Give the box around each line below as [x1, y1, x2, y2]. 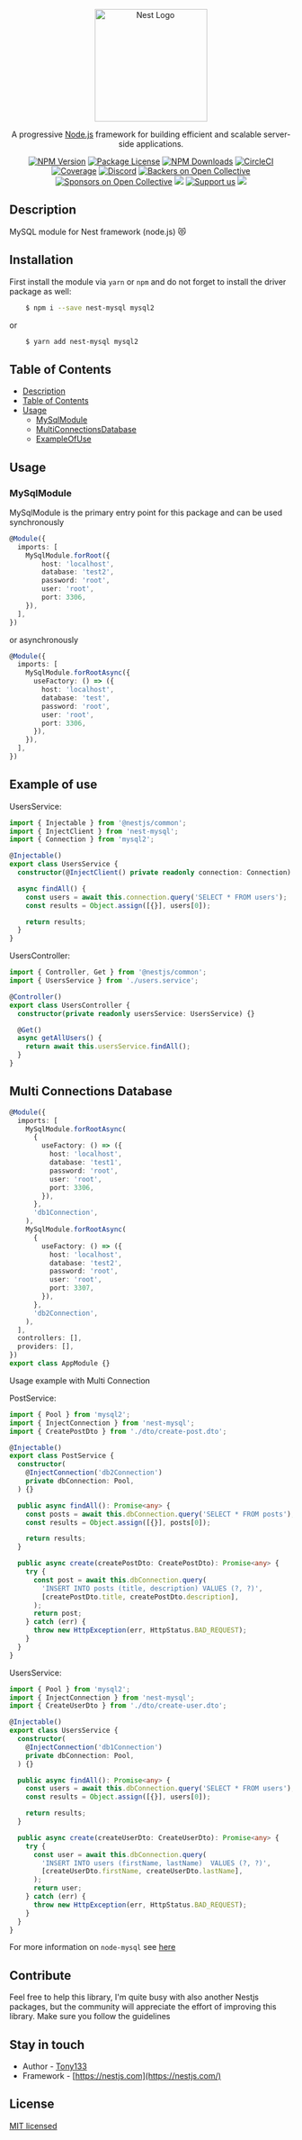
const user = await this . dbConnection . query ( [32, 1850, 207, 1859]
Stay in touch [9, 2036, 85, 2053]
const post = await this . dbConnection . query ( [32, 1575, 207, 1584]
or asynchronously [9, 634, 79, 645]
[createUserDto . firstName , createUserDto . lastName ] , [41, 1867, 244, 1876]
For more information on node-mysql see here [9, 1942, 176, 1953]
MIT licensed [9, 2120, 58, 2131]
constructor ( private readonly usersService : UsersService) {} [17, 1009, 255, 1018]
